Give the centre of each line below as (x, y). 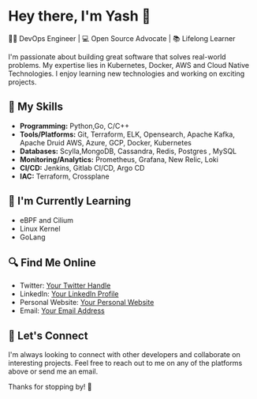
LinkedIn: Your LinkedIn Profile (69, 294)
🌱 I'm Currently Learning (70, 201)
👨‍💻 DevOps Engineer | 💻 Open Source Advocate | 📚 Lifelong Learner (122, 38)
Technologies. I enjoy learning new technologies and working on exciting (127, 73)
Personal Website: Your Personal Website (87, 303)
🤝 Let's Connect (48, 335)
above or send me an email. (53, 371)
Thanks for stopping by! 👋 (50, 387)
